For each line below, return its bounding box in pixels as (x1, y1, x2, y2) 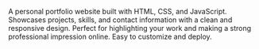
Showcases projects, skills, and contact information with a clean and (8, 15, 233, 24)
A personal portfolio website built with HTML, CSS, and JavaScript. (8, 7, 228, 16)
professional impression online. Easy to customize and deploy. (8, 32, 212, 41)
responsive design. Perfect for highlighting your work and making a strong (8, 24, 252, 32)
